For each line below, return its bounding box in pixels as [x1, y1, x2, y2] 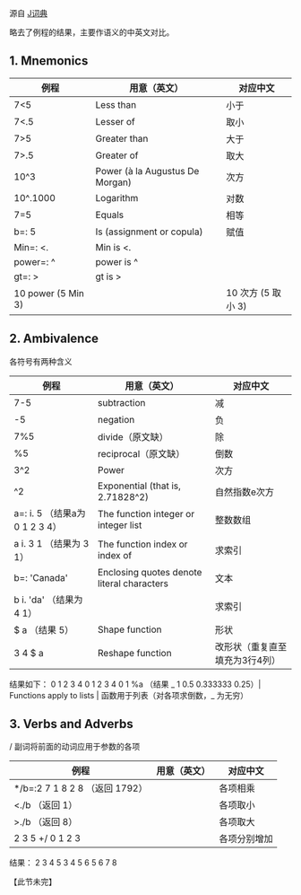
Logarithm [95, 191, 139, 204]
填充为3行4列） [214, 654, 280, 666]
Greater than [95, 132, 149, 145]
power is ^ [95, 255, 139, 268]
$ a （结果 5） [13, 623, 74, 636]
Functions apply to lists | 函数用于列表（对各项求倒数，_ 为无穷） [9, 689, 249, 700]
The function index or [97, 538, 188, 550]
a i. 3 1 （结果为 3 [13, 537, 90, 549]
